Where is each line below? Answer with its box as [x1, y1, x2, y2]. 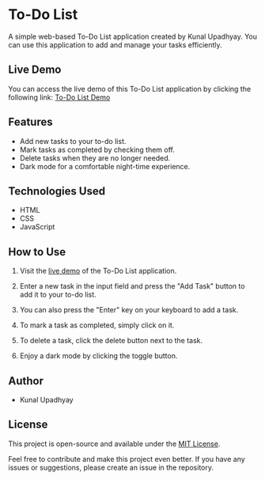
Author [8, 374, 44, 387]
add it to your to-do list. [19, 290, 97, 300]
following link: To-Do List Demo [8, 93, 111, 102]
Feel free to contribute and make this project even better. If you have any [8, 454, 245, 463]
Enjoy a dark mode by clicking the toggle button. [19, 351, 178, 361]
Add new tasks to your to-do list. [19, 136, 127, 146]
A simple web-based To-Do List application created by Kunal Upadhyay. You [8, 32, 258, 41]
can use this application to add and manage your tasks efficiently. [8, 40, 223, 49]
